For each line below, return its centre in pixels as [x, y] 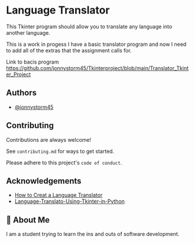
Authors [21, 93]
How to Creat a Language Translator [58, 195]
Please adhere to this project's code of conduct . [64, 162]
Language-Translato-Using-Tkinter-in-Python [70, 201]
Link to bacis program [33, 62]
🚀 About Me [28, 220]
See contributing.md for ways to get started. [60, 151]
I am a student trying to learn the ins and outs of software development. [93, 234]
